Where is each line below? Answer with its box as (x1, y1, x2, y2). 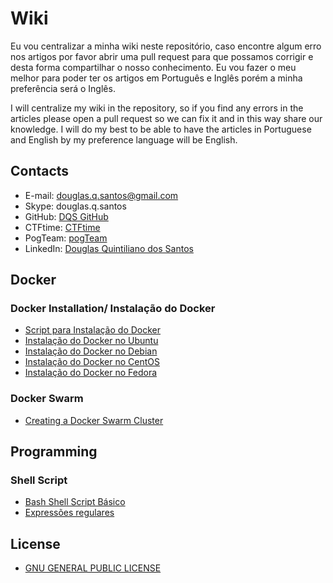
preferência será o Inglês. (10, 82, 116, 94)
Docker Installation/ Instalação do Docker (10, 302, 216, 316)
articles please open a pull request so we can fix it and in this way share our (10, 112, 323, 124)
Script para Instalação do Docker (24, 324, 162, 336)
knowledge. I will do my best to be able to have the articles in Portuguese (10, 123, 312, 135)
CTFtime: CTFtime (24, 221, 101, 233)
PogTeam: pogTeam (24, 232, 108, 244)
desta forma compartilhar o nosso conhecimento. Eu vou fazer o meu (10, 61, 297, 73)
